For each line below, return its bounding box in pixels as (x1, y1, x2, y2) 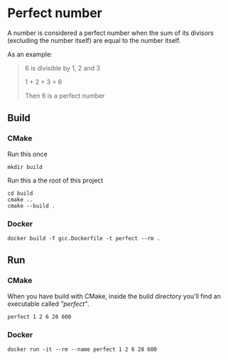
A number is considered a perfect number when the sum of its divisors (7, 29, 215, 37)
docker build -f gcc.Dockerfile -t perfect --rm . (7, 235, 161, 242)
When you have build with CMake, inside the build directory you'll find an (7, 292, 222, 300)
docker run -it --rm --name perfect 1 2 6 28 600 (7, 346, 158, 353)
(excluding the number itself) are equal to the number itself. (7, 36, 181, 44)
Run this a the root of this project (7, 176, 104, 185)
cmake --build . (7, 202, 55, 210)
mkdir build (7, 163, 43, 170)
